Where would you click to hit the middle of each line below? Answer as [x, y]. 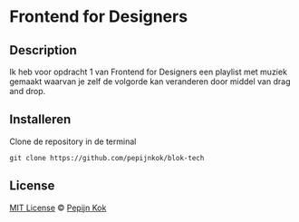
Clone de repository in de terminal [73, 141]
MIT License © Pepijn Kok [58, 208]
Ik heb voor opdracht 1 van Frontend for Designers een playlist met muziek [149, 72]
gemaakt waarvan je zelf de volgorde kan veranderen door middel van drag [150, 82]
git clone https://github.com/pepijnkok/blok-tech [107, 158]
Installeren [40, 120]
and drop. [28, 91]
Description [43, 50]
